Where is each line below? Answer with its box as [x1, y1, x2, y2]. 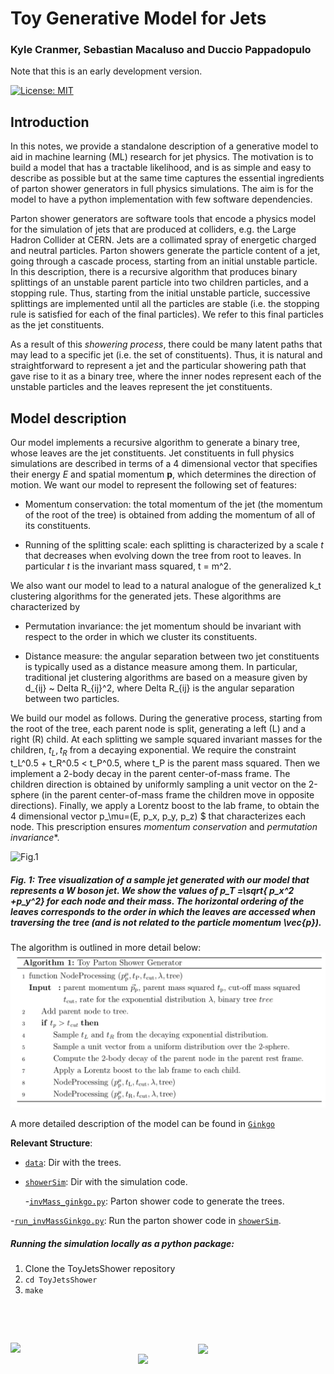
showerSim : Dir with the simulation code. [24, 1175, 188, 1187]
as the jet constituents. [10, 319, 105, 331]
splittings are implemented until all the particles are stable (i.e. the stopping [10, 298, 320, 310]
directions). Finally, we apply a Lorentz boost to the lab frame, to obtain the [10, 799, 320, 811]
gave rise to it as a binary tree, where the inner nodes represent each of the [10, 370, 322, 382]
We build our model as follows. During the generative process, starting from [10, 712, 323, 724]
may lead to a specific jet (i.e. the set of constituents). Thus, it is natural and [10, 349, 323, 361]
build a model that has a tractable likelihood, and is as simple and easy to [10, 162, 312, 174]
